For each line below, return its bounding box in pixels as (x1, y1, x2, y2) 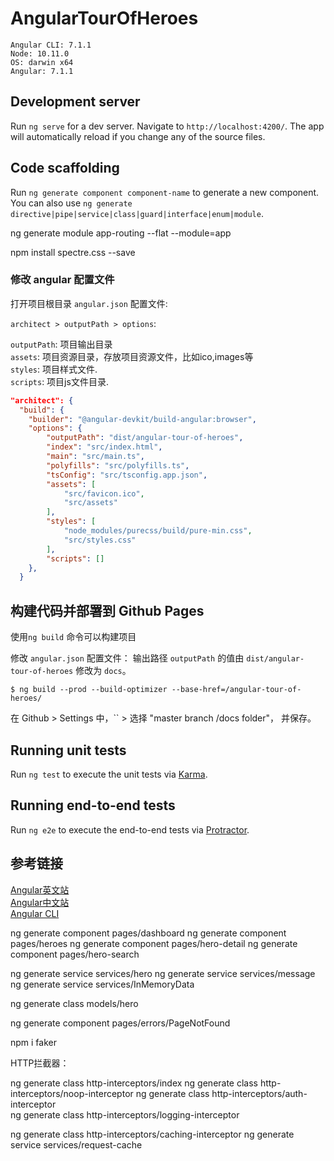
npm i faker (10, 1036, 57, 1048)
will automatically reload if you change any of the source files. (10, 130, 266, 142)
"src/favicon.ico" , (63, 488, 145, 499)
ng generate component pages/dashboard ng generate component (10, 927, 287, 939)
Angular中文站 (10, 896, 70, 908)
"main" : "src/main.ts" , (46, 452, 145, 462)
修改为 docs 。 (75, 665, 132, 677)
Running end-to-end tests (10, 797, 176, 814)
